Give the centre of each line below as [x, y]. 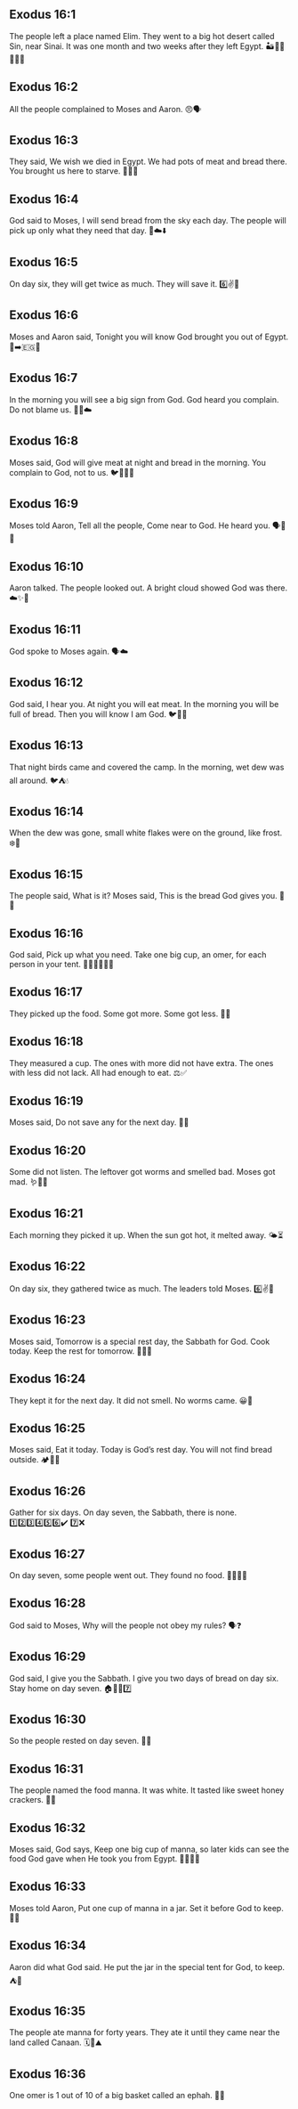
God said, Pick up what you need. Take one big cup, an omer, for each [138, 955]
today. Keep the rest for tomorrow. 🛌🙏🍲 [81, 1351]
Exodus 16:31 [46, 1768]
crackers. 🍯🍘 [32, 1800]
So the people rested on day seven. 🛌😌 [81, 1741]
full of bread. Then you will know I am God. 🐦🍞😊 [98, 714]
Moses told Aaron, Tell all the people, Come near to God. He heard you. [140, 525]
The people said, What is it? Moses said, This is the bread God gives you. [143, 896]
